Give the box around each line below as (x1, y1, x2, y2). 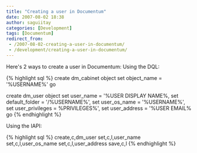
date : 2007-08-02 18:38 (6, 14, 65, 20)
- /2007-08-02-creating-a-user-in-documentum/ (8, 42, 125, 48)
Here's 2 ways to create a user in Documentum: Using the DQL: (6, 63, 160, 70)
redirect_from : (6, 36, 44, 42)
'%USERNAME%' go (6, 81, 56, 88)
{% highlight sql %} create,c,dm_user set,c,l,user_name (6, 134, 141, 141)
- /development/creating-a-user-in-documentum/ (8, 47, 128, 53)
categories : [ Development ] (6, 25, 72, 31)
